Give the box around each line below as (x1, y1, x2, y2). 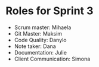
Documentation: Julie (14, 49, 67, 56)
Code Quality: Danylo (14, 36, 67, 43)
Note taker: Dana (14, 43, 56, 50)
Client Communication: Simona (14, 55, 91, 62)
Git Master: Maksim (14, 30, 63, 37)
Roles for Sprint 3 (5, 4, 94, 18)
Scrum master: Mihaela (14, 24, 72, 31)
